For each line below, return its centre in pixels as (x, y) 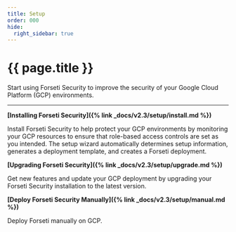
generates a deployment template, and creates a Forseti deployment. (107, 151)
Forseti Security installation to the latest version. (77, 186)
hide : (15, 27)
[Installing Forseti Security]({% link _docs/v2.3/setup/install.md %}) (110, 115)
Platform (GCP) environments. (51, 95)
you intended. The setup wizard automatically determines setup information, (118, 144)
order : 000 (23, 20)
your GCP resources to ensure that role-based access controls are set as (113, 136)
